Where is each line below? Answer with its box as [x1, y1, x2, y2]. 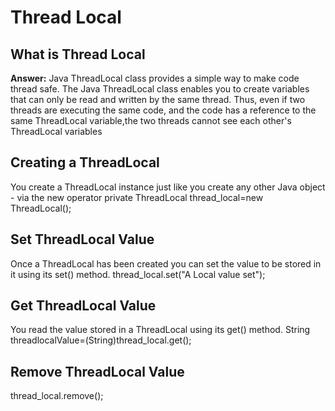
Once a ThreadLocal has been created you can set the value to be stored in [10, 257, 322, 270]
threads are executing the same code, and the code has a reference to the [10, 104, 317, 116]
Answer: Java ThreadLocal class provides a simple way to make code [10, 72, 300, 84]
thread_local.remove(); [10, 390, 104, 402]
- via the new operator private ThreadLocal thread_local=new [10, 191, 264, 203]
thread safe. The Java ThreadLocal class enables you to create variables [10, 83, 310, 95]
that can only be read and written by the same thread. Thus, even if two [10, 94, 306, 105]
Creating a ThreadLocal [10, 154, 160, 171]
